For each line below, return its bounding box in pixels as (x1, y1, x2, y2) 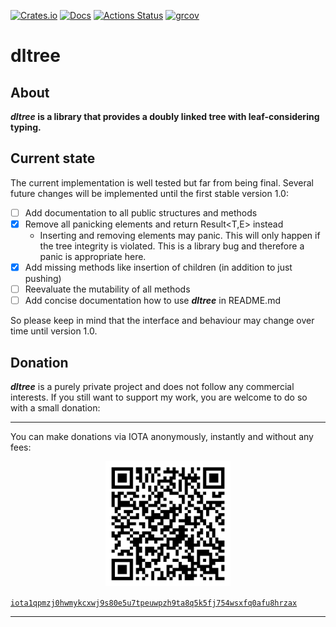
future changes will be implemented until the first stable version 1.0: (10, 187, 289, 199)
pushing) (24, 273, 62, 284)
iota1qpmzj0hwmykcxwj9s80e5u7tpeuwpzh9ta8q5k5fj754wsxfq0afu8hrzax (10, 598, 298, 608)
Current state (10, 150, 96, 167)
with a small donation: (10, 401, 101, 414)
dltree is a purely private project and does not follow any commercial (10, 380, 295, 392)
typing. (10, 121, 42, 133)
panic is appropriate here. (39, 250, 147, 262)
